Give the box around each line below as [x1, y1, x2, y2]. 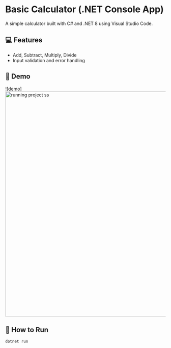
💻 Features [5, 36, 43, 44]
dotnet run [5, 339, 28, 344]
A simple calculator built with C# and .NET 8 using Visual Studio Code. [5, 20, 153, 26]
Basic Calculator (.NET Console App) [5, 4, 164, 15]
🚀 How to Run [5, 325, 49, 334]
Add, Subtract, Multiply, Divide [12, 52, 77, 58]
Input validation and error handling [12, 57, 85, 63]
